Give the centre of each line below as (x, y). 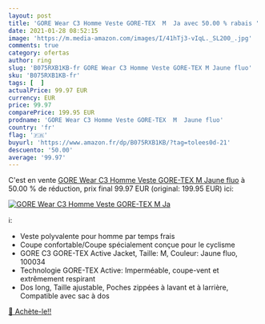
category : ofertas (39, 53)
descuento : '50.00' (41, 150)
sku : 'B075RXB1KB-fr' (44, 75)
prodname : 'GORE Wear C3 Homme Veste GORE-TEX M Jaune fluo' (116, 120)
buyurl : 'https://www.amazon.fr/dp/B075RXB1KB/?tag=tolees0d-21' (119, 142)
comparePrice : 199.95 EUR (51, 113)
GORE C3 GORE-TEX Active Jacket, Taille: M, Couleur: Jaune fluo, (128, 253)
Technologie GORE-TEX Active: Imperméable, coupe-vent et (119, 270)
